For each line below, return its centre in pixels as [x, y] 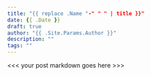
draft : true [24, 26]
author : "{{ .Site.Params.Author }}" [62, 33]
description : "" [31, 39]
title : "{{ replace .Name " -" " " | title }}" [76, 13]
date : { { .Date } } [34, 20]
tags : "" [20, 46]
